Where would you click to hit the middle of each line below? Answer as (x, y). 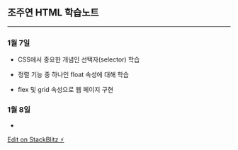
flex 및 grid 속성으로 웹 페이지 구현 (66, 90)
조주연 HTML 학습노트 (53, 13)
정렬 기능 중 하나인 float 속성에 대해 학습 (73, 75)
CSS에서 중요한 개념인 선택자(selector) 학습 (79, 59)
